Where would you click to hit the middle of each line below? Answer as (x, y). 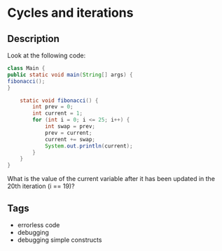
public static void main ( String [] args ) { (70, 75)
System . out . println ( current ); (89, 146)
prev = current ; (68, 133)
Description (33, 39)
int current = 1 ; (57, 113)
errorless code (39, 224)
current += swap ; (70, 139)
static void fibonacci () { (59, 100)
